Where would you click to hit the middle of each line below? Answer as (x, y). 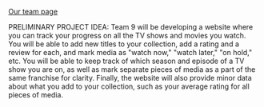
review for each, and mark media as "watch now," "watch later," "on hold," (130, 52)
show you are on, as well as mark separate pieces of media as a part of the (132, 69)
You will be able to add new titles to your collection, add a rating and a (124, 44)
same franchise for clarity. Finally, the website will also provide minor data (130, 78)
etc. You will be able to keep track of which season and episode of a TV (126, 61)
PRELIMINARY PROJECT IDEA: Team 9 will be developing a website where (131, 27)
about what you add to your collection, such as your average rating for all (129, 86)
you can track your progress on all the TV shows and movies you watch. (127, 36)
